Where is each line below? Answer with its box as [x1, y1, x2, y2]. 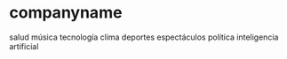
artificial [9, 41, 39, 51]
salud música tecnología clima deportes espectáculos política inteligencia [9, 32, 279, 42]
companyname [9, 3, 123, 23]
